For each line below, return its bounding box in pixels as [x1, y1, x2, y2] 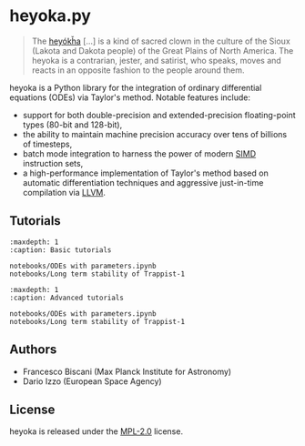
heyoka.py [9, 5, 91, 26]
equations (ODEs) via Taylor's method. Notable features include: [9, 92, 250, 103]
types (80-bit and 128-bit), [22, 119, 123, 130]
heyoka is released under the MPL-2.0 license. [9, 426, 184, 437]
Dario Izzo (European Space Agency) [22, 375, 162, 387]
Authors [9, 342, 57, 358]
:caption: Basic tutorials [9, 245, 112, 255]
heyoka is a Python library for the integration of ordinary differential [9, 82, 262, 93]
